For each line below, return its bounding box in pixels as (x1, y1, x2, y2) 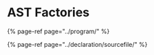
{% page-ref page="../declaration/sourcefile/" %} (7, 40, 148, 48)
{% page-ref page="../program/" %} (7, 27, 110, 35)
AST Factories (7, 5, 90, 20)
